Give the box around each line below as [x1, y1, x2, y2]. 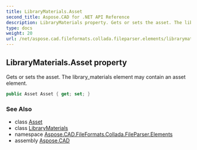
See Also [6, 105, 32, 113]
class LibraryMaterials [14, 124, 69, 131]
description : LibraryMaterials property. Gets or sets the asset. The [6, 19, 182, 25]
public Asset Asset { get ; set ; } [6, 91, 91, 97]
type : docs [6, 25, 33, 31]
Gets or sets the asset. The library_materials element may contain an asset [6, 73, 186, 80]
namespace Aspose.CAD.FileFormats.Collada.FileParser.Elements [14, 131, 173, 138]
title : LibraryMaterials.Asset [6, 8, 83, 15]
